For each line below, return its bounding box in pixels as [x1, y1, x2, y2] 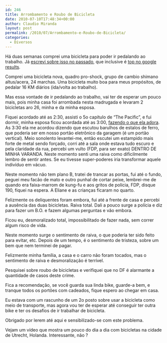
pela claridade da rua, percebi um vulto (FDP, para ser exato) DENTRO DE [5, 145, 157, 152]
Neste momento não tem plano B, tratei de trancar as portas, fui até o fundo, [5, 171, 162, 177]
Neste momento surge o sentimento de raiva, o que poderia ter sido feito [5, 232, 155, 238]
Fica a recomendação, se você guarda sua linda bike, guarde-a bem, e [5, 282, 151, 288]
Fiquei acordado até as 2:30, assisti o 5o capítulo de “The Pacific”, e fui [5, 114, 152, 120]
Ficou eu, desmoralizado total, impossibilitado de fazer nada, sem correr [5, 217, 154, 223]
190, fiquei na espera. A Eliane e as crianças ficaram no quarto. [5, 187, 135, 193]
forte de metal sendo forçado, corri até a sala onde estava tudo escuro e [5, 140, 155, 146]
